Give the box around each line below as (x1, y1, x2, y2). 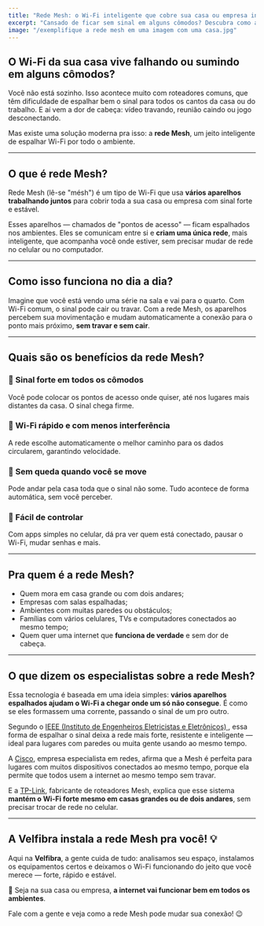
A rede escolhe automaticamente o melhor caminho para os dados (8, 437, 224, 448)
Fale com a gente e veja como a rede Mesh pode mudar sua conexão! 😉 (8, 909, 244, 918)
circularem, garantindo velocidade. (8, 446, 121, 456)
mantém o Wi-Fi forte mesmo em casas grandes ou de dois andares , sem (8, 794, 251, 803)
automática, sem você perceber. (8, 492, 112, 502)
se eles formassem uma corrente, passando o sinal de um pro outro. (8, 707, 229, 716)
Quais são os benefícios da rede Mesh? (8, 351, 204, 364)
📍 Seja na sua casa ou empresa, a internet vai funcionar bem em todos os (8, 885, 251, 895)
